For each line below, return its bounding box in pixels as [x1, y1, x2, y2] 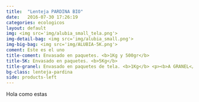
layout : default [6, 25, 46, 31]
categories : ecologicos [6, 19, 65, 25]
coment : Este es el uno [6, 47, 65, 53]
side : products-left [6, 74, 57, 80]
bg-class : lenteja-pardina [6, 69, 73, 75]
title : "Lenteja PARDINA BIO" [6, 8, 84, 15]
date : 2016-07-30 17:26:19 [6, 14, 78, 20]
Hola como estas [6, 91, 47, 98]
